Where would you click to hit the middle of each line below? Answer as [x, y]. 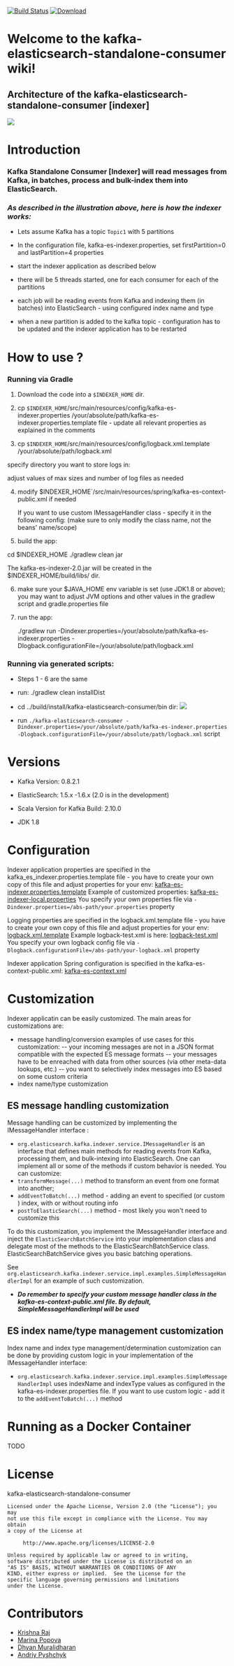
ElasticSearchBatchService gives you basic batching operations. [100, 1253]
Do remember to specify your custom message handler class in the [117, 1294]
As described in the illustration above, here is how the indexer [114, 208]
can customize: [39, 1173]
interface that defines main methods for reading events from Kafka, [114, 1151]
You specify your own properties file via [135, 899]
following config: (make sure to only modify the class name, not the [114, 519]
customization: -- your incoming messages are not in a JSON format [116, 1047]
